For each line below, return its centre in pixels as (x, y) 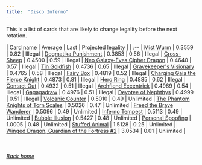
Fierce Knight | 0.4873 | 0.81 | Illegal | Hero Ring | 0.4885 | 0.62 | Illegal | (96, 79)
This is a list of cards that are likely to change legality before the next (92, 29)
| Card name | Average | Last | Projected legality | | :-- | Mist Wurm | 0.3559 (100, 47)
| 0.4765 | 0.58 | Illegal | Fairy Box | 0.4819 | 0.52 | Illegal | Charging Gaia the (101, 73)
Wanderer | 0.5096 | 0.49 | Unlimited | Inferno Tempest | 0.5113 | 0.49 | (94, 111)
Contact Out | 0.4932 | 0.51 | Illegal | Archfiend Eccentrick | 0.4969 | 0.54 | (99, 86)
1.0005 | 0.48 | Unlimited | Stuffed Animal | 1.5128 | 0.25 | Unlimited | (91, 124)
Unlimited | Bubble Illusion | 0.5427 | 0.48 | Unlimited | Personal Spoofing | (99, 118)
